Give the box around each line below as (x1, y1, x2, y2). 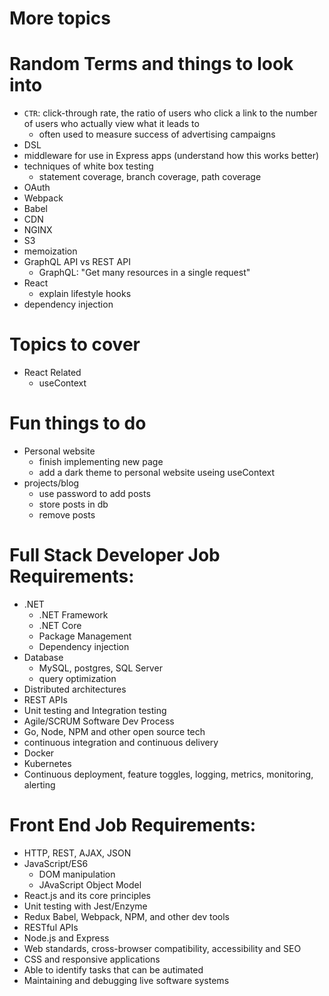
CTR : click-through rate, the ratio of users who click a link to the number (23, 107, 318, 119)
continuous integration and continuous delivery (23, 736, 219, 748)
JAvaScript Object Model (38, 878, 142, 891)
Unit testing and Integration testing (23, 704, 167, 716)
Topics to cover (9, 333, 141, 356)
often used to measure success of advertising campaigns (38, 128, 276, 141)
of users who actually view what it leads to (23, 118, 200, 130)
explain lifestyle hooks (38, 288, 132, 300)
